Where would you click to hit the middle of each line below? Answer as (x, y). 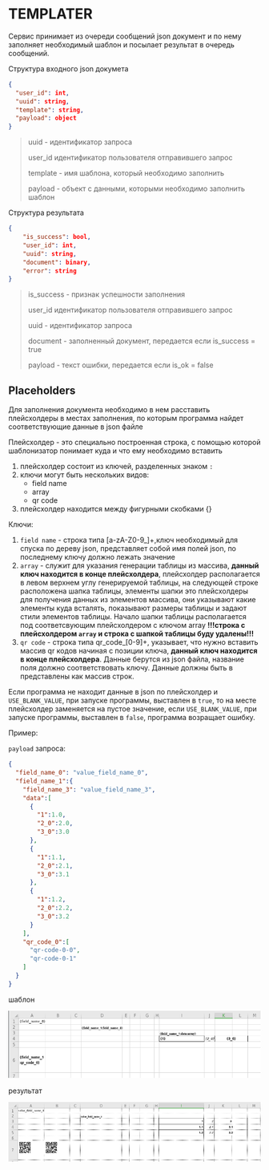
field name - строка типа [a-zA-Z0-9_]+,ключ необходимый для (129, 540)
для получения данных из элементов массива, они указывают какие (138, 600)
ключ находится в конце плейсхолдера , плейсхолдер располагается (140, 574)
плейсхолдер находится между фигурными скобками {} (116, 509)
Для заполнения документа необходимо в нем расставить (109, 410)
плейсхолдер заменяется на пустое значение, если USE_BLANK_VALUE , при (133, 709)
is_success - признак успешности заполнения (106, 294)
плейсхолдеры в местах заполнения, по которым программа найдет (126, 419)
